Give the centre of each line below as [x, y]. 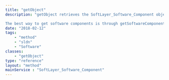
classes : [14, 51]
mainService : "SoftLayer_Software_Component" [55, 70]
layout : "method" [23, 65]
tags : [11, 33]
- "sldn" [23, 42]
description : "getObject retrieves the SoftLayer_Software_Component [80, 14]
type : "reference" [24, 60]
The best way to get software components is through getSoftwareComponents [86, 23]
